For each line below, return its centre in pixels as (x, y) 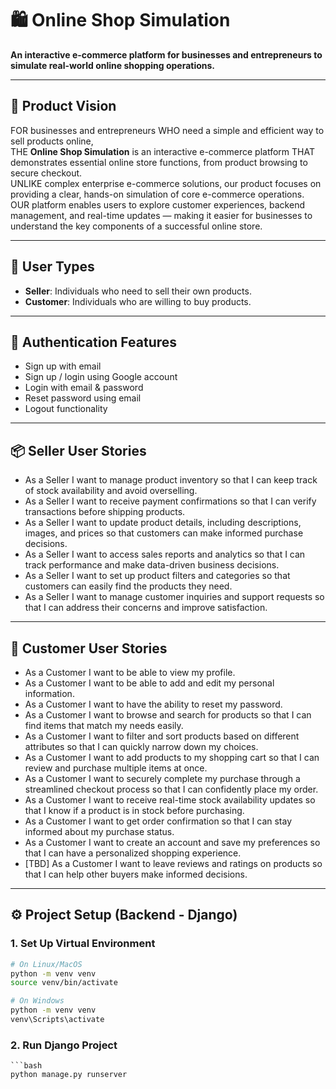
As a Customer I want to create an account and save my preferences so (172, 842)
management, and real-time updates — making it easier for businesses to (161, 215)
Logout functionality (66, 409)
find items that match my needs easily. (104, 725)
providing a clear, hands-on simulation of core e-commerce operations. (157, 194)
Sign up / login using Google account (101, 377)
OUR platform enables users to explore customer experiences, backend (157, 204)
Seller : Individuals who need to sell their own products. (138, 291)
